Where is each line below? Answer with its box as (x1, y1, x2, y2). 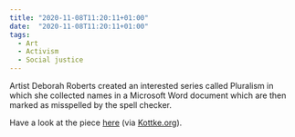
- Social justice (17, 55, 84, 64)
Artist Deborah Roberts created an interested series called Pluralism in (9, 81, 274, 91)
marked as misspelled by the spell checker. (9, 100, 172, 110)
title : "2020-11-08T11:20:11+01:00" (9, 13, 149, 23)
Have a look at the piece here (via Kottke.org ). (9, 117, 183, 128)
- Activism (17, 47, 59, 56)
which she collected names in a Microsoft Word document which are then (9, 90, 287, 101)
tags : (9, 30, 30, 39)
